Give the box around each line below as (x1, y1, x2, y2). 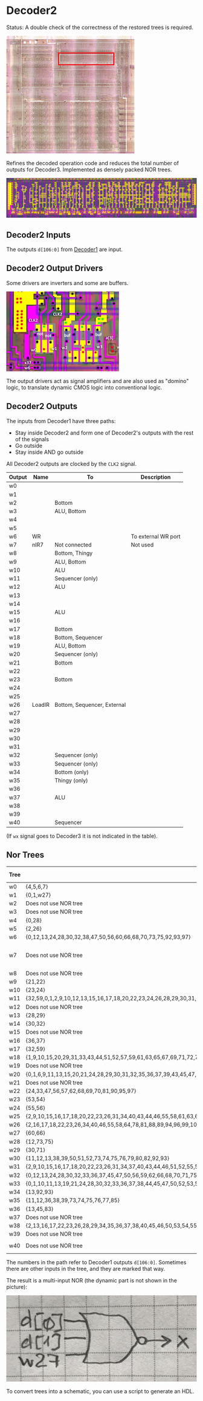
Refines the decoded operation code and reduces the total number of (6, 159, 179, 166)
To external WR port (130, 533, 181, 540)
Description (140, 473, 171, 481)
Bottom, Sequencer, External (54, 701, 126, 708)
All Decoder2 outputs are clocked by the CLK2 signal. (6, 460, 137, 467)
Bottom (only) (54, 768, 89, 775)
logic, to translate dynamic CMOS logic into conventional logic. (6, 384, 163, 391)
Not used (130, 541, 154, 548)
